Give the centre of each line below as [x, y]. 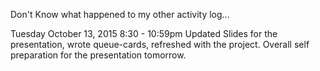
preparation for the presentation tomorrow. [98, 55]
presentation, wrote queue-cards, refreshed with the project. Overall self [160, 44]
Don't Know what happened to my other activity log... [120, 14]
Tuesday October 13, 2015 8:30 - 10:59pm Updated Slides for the [144, 33]
